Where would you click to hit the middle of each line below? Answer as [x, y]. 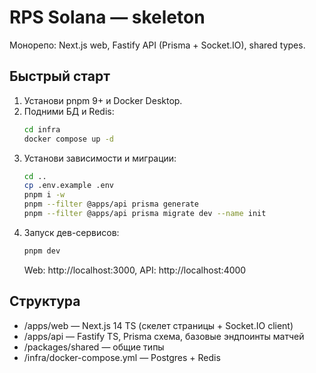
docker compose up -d [68, 139]
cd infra [42, 129]
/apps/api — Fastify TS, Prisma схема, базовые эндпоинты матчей [164, 336]
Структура [45, 301]
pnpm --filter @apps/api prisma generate [111, 204]
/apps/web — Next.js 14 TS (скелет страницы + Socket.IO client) [158, 325]
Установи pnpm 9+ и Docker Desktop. [103, 100]
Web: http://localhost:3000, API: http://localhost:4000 [135, 270]
